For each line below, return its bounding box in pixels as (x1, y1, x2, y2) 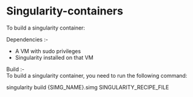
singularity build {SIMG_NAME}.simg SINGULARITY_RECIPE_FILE (6, 83, 169, 91)
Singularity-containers (6, 4, 123, 18)
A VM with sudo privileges (15, 47, 81, 55)
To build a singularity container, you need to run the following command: (6, 72, 188, 79)
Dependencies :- (6, 36, 49, 43)
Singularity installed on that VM (15, 54, 94, 61)
